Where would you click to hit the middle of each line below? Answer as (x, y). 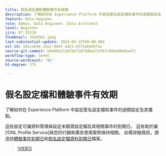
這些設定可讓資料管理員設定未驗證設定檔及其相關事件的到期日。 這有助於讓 (82, 126)
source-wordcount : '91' (30, 60)
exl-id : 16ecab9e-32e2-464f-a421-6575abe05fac (54, 46)
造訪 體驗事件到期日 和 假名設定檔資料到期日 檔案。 (55, 139)
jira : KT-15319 (21, 33)
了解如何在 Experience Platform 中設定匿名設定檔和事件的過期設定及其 (77, 110)
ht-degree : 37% (21, 65)
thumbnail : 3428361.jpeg (31, 38)
